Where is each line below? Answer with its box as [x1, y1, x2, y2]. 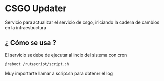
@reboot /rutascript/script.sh [5, 61, 69, 67]
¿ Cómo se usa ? [5, 39, 57, 47]
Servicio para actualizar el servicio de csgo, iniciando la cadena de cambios [5, 19, 160, 25]
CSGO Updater [5, 3, 66, 14]
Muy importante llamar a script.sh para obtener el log [5, 70, 113, 76]
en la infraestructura [5, 24, 47, 30]
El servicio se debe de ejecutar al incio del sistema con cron [5, 52, 127, 58]
